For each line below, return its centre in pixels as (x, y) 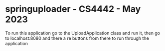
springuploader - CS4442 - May (73, 9)
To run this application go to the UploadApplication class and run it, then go (83, 33)
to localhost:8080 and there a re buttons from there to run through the (77, 38)
